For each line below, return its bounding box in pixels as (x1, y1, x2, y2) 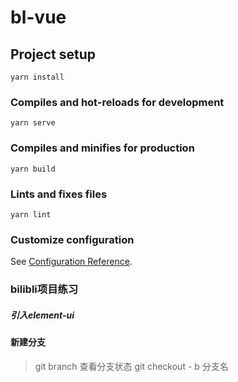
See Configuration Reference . (10, 256, 133, 268)
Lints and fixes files (10, 187, 108, 201)
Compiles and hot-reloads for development (10, 95, 225, 109)
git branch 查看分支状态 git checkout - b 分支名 (34, 360, 229, 372)
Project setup (10, 46, 97, 63)
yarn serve (10, 118, 56, 128)
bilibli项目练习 (10, 282, 79, 296)
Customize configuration (10, 232, 135, 246)
